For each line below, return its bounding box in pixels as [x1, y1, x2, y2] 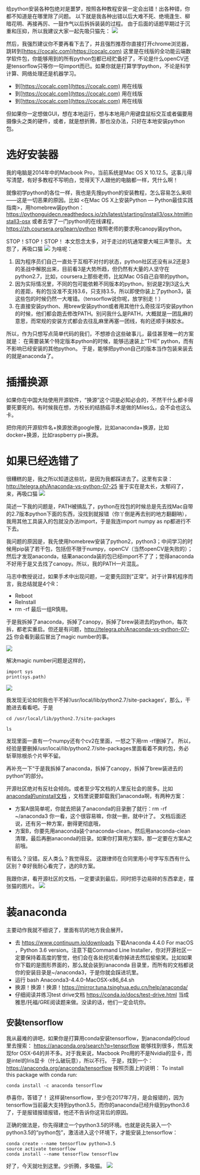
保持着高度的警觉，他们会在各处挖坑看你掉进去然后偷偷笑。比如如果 [25, 953, 192, 961]
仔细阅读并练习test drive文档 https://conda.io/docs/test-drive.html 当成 [14, 991, 189, 998]
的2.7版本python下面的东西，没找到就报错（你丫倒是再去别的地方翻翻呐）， [6, 510, 190, 517]
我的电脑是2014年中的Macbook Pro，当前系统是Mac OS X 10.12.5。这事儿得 [6, 169, 192, 176]
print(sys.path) [6, 674, 46, 680]
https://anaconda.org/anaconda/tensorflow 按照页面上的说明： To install [6, 1064, 184, 1071]
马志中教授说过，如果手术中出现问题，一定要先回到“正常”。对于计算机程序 [6, 572, 189, 579]
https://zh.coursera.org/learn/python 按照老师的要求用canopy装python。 [6, 225, 186, 232]
